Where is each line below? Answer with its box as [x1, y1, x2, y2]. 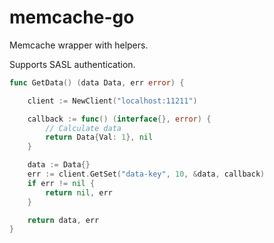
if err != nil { [27, 178, 96, 188]
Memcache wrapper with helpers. [9, 39, 149, 51]
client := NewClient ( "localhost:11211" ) [27, 96, 198, 106]
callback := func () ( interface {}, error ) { [27, 114, 212, 124]
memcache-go [9, 6, 135, 29]
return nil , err [45, 187, 113, 198]
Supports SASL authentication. [9, 58, 136, 70]
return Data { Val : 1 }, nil [45, 132, 154, 143]
